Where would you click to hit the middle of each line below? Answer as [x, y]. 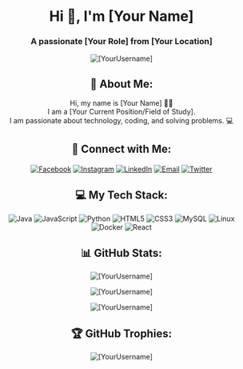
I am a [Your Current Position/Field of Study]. [121, 112]
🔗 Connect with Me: [121, 148]
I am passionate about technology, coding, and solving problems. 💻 [121, 121]
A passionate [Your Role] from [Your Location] [121, 42]
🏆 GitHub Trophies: [121, 333]
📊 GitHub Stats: [121, 253]
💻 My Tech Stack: [121, 195]
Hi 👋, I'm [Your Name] [121, 16]
